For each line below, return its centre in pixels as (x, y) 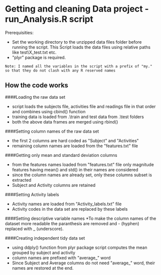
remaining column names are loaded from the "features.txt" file (75, 146)
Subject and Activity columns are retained (54, 185)
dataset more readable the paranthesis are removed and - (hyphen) (72, 223)
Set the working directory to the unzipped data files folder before (77, 42)
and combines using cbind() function (49, 111)
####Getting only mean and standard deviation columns (61, 155)
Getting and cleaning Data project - (77, 9)
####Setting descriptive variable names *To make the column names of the (80, 218)
